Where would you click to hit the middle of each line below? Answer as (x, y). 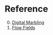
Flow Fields (24, 27)
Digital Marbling (28, 22)
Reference (26, 9)
